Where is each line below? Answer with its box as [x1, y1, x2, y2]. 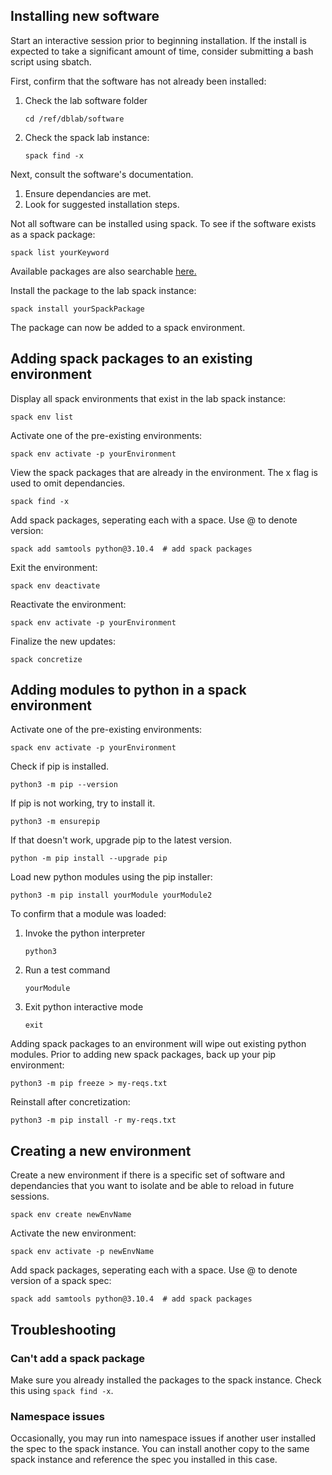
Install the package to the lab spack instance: [10, 284, 197, 296]
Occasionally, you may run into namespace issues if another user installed [10, 1432, 317, 1444]
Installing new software [10, 8, 160, 25]
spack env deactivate [10, 580, 101, 591]
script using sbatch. [10, 55, 92, 68]
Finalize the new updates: [10, 635, 117, 647]
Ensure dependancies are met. [24, 187, 152, 199]
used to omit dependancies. [10, 477, 126, 489]
